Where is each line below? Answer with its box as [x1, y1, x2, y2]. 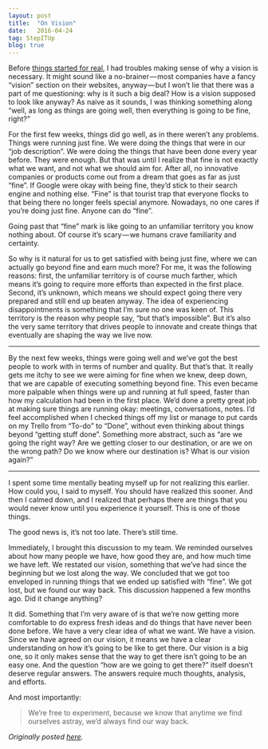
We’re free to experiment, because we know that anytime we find [27, 708, 242, 718]
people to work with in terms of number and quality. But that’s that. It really [8, 362, 254, 371]
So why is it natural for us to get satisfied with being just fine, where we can [8, 254, 258, 264]
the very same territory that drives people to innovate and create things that [8, 322, 258, 331]
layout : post [8, 11, 52, 20]
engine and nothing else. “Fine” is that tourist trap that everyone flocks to [8, 189, 249, 199]
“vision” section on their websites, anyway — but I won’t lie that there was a [8, 81, 254, 90]
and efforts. [8, 677, 46, 687]
